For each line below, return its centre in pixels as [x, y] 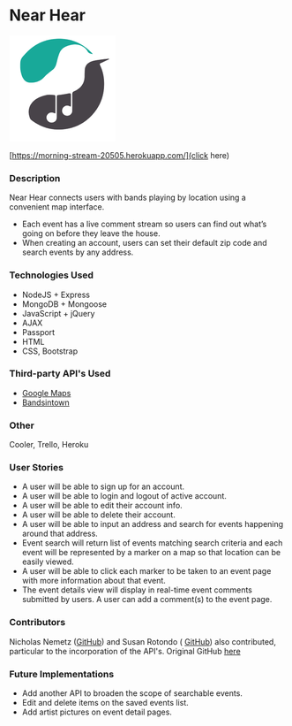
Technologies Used [52, 275]
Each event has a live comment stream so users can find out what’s [144, 224]
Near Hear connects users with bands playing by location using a [128, 198]
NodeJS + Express [56, 294]
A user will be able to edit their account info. [102, 506]
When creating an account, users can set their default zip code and [144, 243]
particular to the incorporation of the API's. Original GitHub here [125, 651]
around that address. [60, 534]
